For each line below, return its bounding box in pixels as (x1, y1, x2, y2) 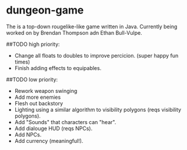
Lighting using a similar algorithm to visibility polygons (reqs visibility (14, 106, 181, 113)
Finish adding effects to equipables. (14, 64, 102, 71)
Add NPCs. (14, 131, 42, 138)
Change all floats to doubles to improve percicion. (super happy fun (14, 52, 179, 59)
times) (14, 58, 31, 65)
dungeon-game (6, 4, 84, 17)
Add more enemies (14, 94, 61, 101)
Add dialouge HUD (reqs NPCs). (14, 125, 93, 132)
